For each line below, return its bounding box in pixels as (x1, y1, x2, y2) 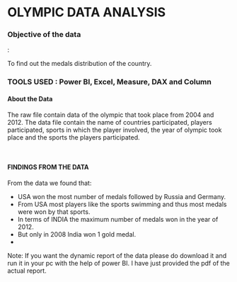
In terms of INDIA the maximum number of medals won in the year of (17, 215, 219, 223)
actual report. (7, 266, 47, 275)
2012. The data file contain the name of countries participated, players (7, 118, 212, 126)
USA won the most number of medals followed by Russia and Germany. (17, 192, 226, 201)
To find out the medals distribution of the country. (7, 60, 152, 68)
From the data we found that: (7, 179, 92, 187)
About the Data (7, 95, 53, 103)
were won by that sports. (17, 207, 91, 216)
